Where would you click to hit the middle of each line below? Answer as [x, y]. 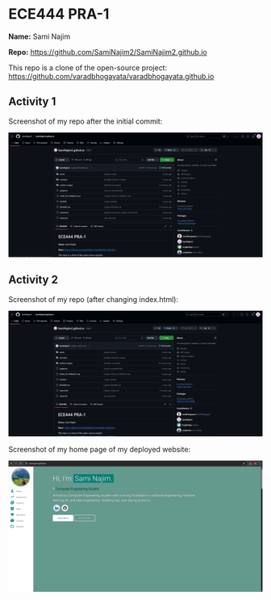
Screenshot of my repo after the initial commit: [85, 121]
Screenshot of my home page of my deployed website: [100, 449]
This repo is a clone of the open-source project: [88, 67]
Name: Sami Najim [40, 36]
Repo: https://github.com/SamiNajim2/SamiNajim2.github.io [108, 52]
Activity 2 [33, 280]
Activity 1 [32, 102]
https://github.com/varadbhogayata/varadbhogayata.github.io [111, 76]
